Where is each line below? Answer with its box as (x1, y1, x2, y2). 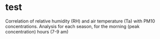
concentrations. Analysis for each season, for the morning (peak (5, 23, 140, 29)
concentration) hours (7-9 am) (5, 28, 69, 34)
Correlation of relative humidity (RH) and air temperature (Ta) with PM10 (5, 18, 155, 24)
